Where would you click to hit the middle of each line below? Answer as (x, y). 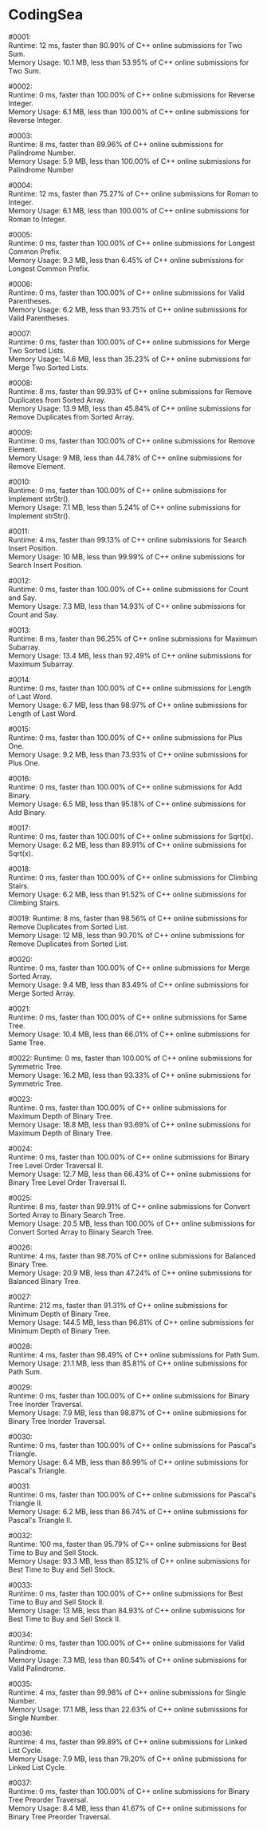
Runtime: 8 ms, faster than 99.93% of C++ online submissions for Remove (130, 391)
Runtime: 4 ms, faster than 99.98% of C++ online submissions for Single (127, 1692)
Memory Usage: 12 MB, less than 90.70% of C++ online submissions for (127, 935)
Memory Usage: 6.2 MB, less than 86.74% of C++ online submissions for (128, 1511)
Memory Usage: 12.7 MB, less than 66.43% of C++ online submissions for (130, 1174)
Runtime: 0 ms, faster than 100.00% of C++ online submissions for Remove (132, 440)
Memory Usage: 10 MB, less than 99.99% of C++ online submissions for (127, 556)
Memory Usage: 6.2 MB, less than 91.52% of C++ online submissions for (128, 894)
